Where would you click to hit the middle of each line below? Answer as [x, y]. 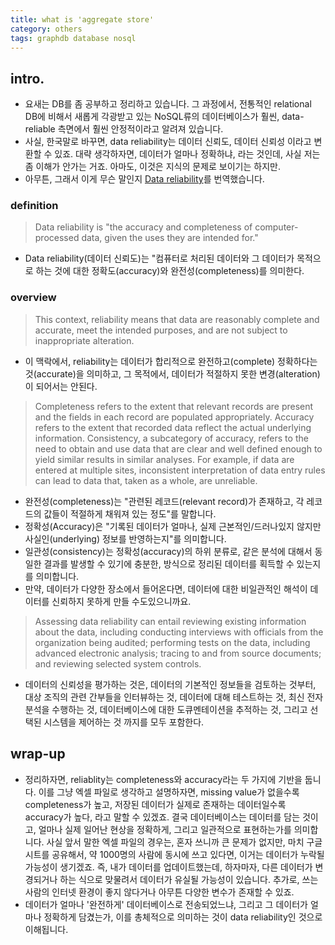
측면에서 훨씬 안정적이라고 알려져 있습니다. [140, 129]
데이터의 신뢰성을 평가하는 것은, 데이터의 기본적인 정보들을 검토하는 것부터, [170, 684]
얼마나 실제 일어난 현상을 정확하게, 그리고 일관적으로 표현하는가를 [165, 829]
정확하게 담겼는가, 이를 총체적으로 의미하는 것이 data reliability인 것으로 [183, 917]
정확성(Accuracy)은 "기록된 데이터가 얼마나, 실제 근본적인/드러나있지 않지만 [173, 526]
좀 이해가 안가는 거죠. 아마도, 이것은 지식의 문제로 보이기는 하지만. [152, 167]
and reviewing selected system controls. [118, 663]
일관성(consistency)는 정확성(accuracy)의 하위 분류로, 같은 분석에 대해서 [168, 551]
